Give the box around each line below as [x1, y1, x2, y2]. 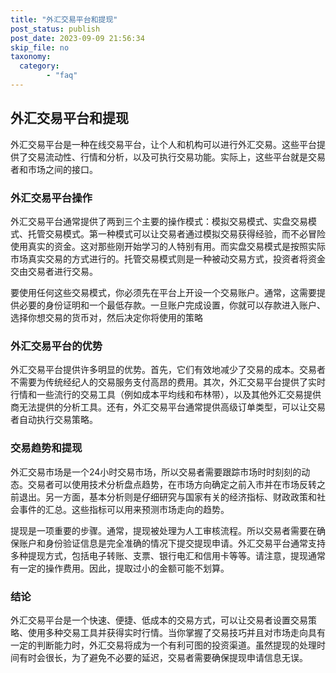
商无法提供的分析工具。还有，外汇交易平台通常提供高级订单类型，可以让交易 [10, 401, 326, 413]
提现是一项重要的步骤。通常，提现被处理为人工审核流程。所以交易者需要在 [10, 524, 317, 536]
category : [19, 61, 60, 71]
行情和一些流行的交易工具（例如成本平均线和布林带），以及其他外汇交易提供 [10, 389, 322, 401]
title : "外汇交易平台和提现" [10, 14, 118, 25]
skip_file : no [10, 42, 70, 53]
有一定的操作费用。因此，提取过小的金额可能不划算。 [10, 562, 230, 574]
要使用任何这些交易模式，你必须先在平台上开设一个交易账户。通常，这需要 [10, 286, 317, 298]
